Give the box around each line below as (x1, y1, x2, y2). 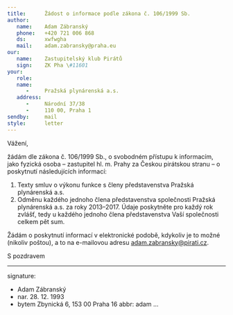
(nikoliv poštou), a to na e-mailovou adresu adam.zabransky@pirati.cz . (7, 238, 209, 246)
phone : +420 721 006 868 (16, 29, 95, 37)
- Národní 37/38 (25, 101, 85, 108)
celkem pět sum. (17, 217, 65, 225)
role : (16, 74, 33, 82)
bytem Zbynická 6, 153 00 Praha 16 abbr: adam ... (17, 300, 159, 308)
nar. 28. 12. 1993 (17, 292, 64, 300)
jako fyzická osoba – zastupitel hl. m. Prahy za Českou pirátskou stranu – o (7, 160, 221, 168)
